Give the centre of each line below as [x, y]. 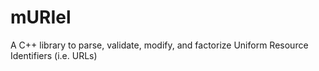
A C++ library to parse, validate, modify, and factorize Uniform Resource [159, 45]
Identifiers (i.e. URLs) [54, 55]
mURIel [41, 17]
